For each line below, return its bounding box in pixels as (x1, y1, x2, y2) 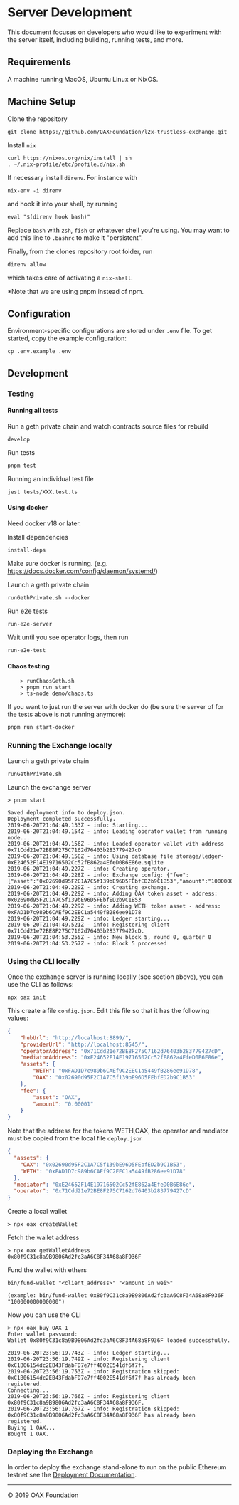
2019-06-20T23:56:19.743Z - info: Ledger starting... (7, 1350, 171, 1357)
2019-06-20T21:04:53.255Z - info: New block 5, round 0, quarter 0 (7, 933, 212, 940)
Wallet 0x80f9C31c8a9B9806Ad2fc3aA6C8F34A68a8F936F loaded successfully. (7, 1337, 231, 1344)
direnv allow (7, 261, 46, 268)
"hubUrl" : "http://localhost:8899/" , (20, 1034, 132, 1042)
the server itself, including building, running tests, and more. (7, 35, 184, 43)
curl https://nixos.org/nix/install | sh (7, 154, 132, 162)
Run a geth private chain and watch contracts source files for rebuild (7, 421, 208, 431)
